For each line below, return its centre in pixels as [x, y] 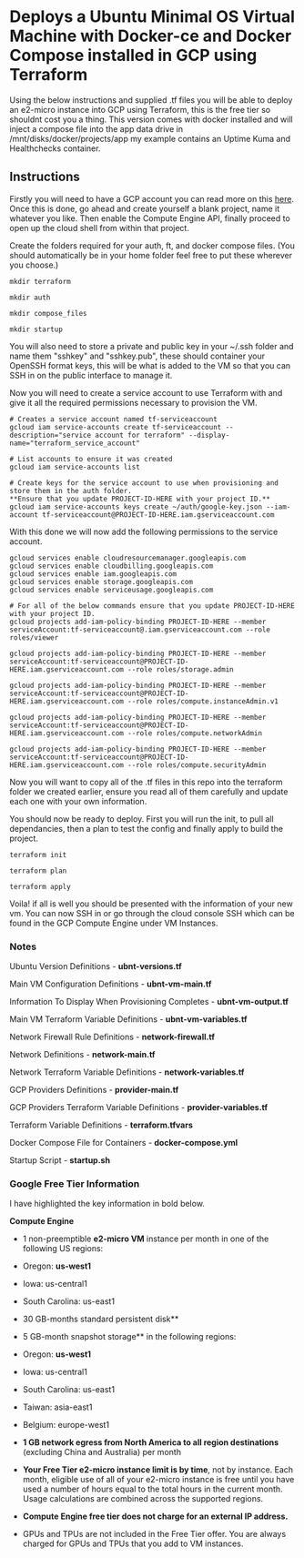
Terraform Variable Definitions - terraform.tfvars [101, 1125]
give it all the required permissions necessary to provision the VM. [133, 402]
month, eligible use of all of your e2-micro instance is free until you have [158, 1480]
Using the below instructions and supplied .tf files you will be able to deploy [151, 100]
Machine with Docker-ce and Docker [151, 36]
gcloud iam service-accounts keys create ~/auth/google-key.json [136, 507]
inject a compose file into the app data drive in [96, 128]
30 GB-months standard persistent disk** [101, 1319]
